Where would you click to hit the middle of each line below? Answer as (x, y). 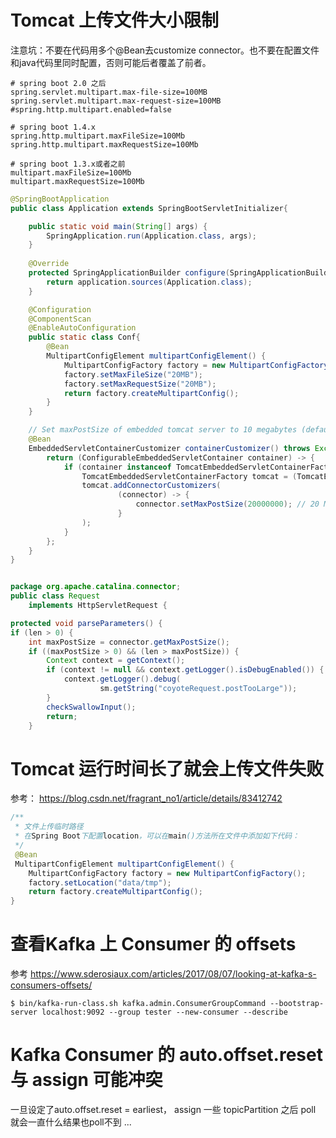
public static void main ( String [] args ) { (118, 226)
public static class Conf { (84, 337)
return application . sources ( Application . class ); (149, 282)
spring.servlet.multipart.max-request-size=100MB (116, 101)
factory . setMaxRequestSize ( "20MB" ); (140, 384)
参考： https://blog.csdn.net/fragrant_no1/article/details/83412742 (146, 798)
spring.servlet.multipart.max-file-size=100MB (109, 92)
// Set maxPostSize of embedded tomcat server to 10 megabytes (163, 430)
